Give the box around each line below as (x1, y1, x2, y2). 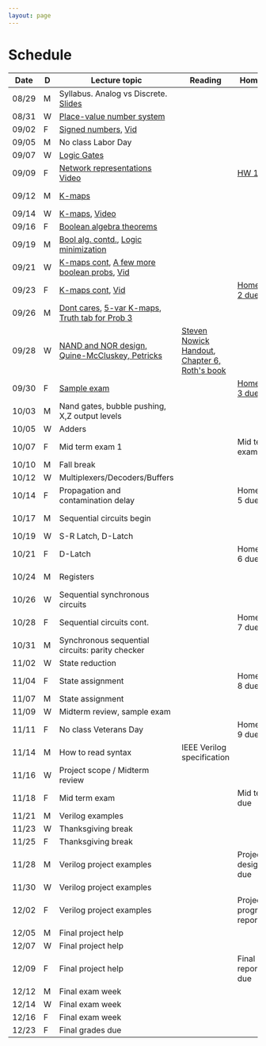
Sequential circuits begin (59, 513, 152, 524)
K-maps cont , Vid (59, 284, 126, 295)
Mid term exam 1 (59, 441, 123, 452)
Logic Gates (59, 149, 104, 160)
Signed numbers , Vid (59, 124, 137, 135)
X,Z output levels (59, 410, 122, 421)
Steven (181, 325, 208, 336)
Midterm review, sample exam (59, 706, 172, 717)
